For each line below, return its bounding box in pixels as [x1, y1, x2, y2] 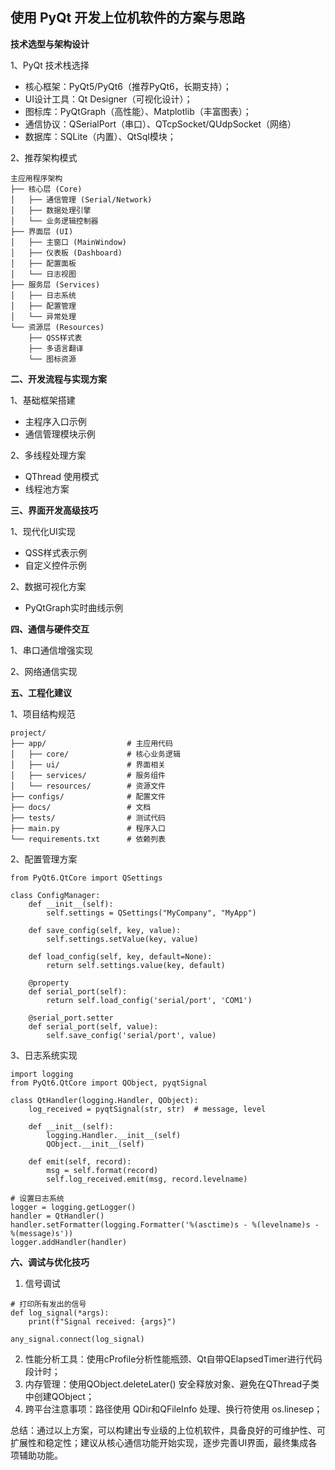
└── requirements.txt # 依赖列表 [10, 834, 167, 844]
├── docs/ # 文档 [10, 802, 152, 812]
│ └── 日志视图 [10, 269, 77, 279]
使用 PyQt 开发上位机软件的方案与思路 [10, 9, 246, 27]
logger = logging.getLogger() [10, 1202, 137, 1212]
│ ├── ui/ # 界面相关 [10, 759, 167, 770]
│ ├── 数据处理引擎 [10, 205, 92, 215]
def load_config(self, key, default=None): [28, 951, 213, 962]
